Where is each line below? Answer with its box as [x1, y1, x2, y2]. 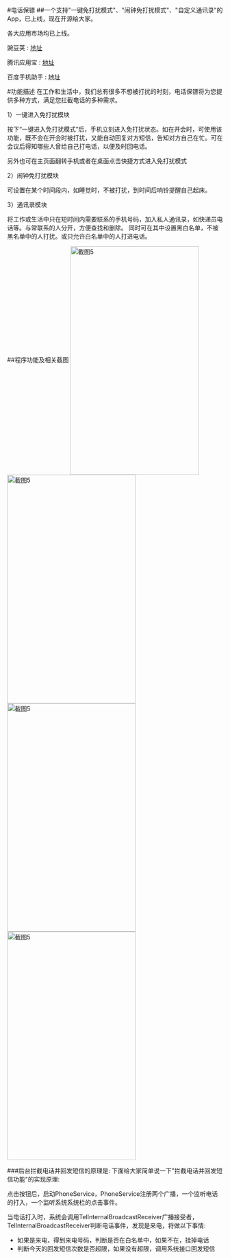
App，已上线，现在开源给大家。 [7, 14, 97, 23]
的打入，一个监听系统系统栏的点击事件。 [7, 1199, 121, 1206]
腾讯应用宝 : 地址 [7, 58, 55, 67]
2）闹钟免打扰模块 [7, 171, 60, 180]
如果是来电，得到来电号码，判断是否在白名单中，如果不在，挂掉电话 [16, 1236, 209, 1244]
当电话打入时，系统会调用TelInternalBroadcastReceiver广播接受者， [7, 1213, 199, 1221]
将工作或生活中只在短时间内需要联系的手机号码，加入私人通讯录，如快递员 [7, 215, 217, 223]
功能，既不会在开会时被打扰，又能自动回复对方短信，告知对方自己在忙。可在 [7, 134, 223, 142]
